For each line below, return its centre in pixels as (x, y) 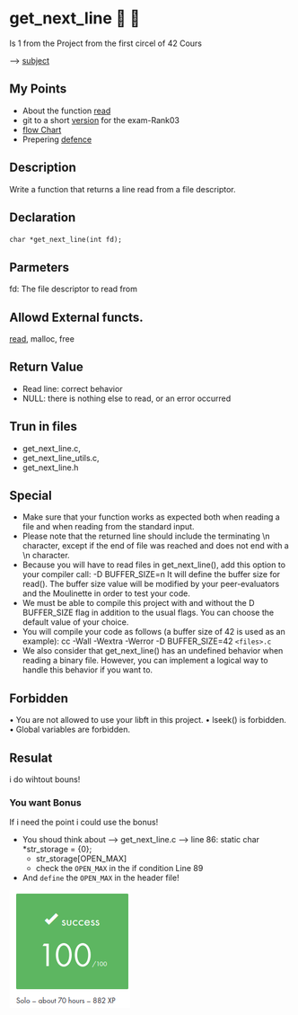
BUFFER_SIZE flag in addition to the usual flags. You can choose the (148, 613)
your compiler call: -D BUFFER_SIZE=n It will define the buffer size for (151, 574)
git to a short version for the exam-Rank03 (101, 120)
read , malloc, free (42, 339)
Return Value (46, 367)
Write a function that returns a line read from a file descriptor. (123, 189)
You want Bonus (46, 802)
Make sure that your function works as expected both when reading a (151, 517)
